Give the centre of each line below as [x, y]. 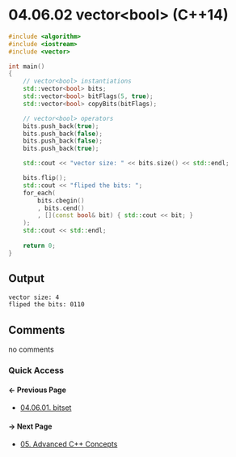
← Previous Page [38, 390]
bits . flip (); [45, 178]
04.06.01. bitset [46, 408]
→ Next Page [30, 426]
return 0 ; [40, 246]
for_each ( [40, 193]
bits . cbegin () [61, 200]
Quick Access [36, 370]
